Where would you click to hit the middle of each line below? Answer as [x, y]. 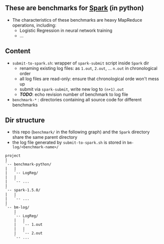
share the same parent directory [45, 137]
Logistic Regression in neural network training [66, 30]
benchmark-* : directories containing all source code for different [77, 99]
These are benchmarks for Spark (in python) [74, 8]
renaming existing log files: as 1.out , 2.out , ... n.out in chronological [88, 68]
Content [18, 51]
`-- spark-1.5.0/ [23, 190]
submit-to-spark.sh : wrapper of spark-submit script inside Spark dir [81, 63]
